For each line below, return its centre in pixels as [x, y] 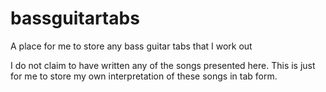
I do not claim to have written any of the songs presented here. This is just [163, 65]
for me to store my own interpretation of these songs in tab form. [144, 76]
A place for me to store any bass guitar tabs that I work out [131, 46]
